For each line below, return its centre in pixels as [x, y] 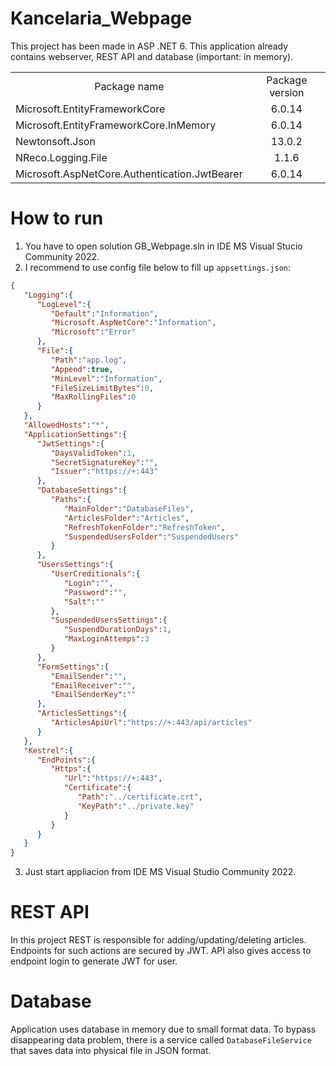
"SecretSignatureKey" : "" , [104, 462]
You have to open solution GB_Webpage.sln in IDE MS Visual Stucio [163, 246]
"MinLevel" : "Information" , [106, 378]
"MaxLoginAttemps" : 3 [106, 639]
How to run [57, 218]
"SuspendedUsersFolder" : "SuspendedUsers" [151, 537]
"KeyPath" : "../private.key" [136, 806]
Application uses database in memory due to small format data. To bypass [163, 1029]
